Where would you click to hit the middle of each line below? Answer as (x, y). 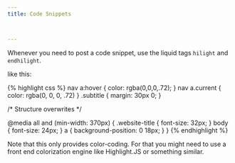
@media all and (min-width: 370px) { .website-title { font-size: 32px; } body (118, 123)
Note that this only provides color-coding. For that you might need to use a (117, 144)
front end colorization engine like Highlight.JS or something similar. (106, 151)
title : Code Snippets (40, 14)
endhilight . (24, 60)
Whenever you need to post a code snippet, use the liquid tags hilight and (118, 52)
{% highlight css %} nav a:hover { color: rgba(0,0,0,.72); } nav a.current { (114, 88)
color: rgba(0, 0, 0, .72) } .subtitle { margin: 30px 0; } (84, 95)
